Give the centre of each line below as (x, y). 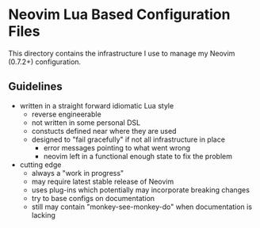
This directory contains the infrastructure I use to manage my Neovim (122, 53)
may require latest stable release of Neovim (103, 181)
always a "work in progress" (78, 173)
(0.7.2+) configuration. (45, 62)
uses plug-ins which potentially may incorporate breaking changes (140, 190)
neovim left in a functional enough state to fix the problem (138, 156)
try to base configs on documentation (93, 198)
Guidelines (35, 87)
